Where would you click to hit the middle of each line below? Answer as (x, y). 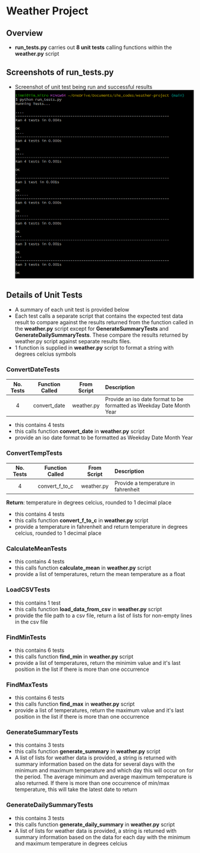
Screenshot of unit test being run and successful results (84, 87)
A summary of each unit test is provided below (72, 309)
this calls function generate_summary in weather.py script (87, 752)
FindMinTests (26, 637)
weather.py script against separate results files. (73, 341)
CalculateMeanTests (37, 549)
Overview (25, 33)
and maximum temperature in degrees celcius (71, 843)
